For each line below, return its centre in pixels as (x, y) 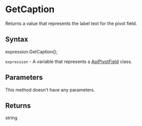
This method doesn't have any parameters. (50, 89)
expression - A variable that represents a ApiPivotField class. (69, 61)
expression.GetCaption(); (31, 51)
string (11, 118)
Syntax (17, 39)
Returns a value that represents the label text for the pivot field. (71, 23)
